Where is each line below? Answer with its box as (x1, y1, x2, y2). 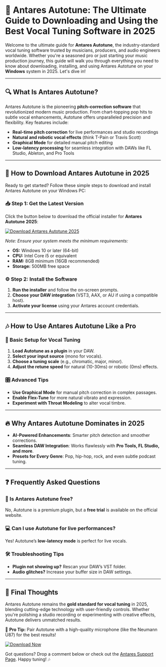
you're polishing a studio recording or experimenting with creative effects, (5, 612, 156, 618)
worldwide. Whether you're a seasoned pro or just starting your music (5, 52, 148, 59)
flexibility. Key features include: (5, 119, 69, 125)
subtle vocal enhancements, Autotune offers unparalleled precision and (5, 114, 151, 120)
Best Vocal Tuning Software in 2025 (5, 26, 156, 37)
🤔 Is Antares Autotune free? (5, 495, 73, 502)
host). (12, 298, 25, 303)
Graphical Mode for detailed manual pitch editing (12, 139, 113, 145)
